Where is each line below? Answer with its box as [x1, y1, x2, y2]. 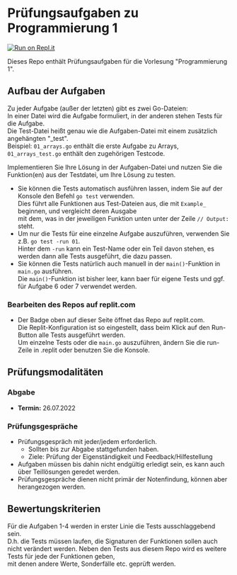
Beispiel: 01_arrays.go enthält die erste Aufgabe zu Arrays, [7, 142, 179, 150]
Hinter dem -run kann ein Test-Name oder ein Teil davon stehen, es [17, 244, 214, 253]
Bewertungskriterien [7, 503, 101, 515]
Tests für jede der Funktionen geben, [7, 552, 115, 560]
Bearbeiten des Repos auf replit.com [7, 300, 136, 309]
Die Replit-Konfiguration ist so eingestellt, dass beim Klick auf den [17, 324, 210, 332]
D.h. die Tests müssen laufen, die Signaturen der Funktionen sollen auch [7, 537, 218, 545]
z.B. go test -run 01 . [17, 237, 81, 245]
